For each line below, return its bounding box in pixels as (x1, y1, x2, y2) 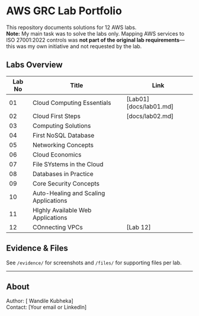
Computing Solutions (32, 122, 91, 130)
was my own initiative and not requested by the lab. (16, 43, 142, 50)
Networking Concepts (32, 141, 94, 149)
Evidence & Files (6, 243, 68, 253)
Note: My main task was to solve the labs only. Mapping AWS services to (6, 30, 185, 37)
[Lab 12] (126, 223, 151, 231)
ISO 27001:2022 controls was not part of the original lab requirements (6, 36, 179, 43)
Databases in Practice (32, 170, 94, 178)
